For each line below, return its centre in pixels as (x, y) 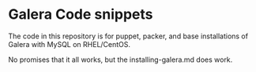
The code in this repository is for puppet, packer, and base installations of (128, 36)
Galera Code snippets (81, 14)
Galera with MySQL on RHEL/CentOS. (70, 44)
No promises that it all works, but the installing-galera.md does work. (120, 59)
